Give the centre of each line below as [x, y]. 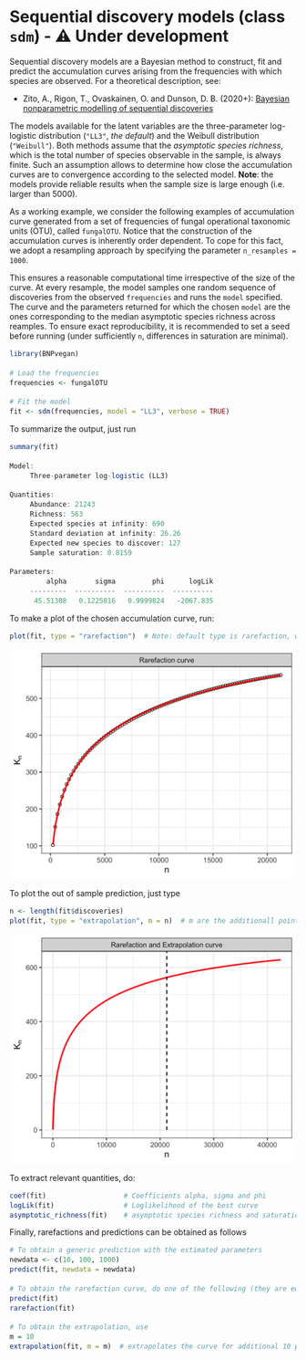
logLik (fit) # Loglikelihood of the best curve [134, 1205]
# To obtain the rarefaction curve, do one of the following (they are [148, 1289]
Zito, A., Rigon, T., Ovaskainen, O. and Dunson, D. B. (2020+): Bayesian [156, 99]
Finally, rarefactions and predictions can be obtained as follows [128, 1232]
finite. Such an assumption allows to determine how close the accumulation [151, 164]
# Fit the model [40, 402]
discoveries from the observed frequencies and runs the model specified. [146, 297]
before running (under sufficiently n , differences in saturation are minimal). [149, 336]
